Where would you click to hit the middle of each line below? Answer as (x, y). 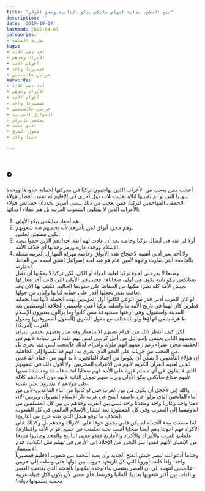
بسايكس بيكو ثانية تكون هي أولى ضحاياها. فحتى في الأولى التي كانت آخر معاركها (106, 279)
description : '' (27, 18)
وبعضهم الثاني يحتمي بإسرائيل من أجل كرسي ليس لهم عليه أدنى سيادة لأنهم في (106, 338)
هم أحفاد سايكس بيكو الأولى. (48, 221)
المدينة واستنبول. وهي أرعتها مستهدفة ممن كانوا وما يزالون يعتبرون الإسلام (99, 312)
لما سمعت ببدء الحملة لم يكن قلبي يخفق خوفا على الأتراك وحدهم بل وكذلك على (106, 422)
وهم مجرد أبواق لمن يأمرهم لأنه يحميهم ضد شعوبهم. (74, 227)
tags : (13, 46)
